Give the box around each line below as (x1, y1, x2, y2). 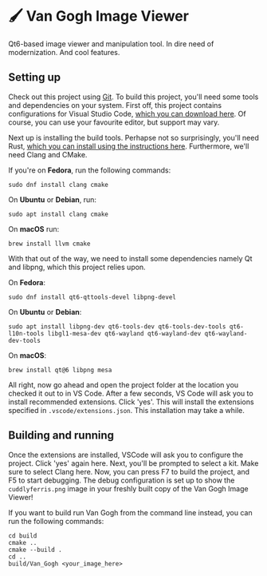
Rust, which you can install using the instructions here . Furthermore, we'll (8, 141, 249, 151)
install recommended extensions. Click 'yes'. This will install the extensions (8, 397, 254, 407)
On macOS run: (8, 224, 60, 233)
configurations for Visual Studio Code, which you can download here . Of (8, 109, 246, 118)
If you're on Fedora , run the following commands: (8, 165, 171, 175)
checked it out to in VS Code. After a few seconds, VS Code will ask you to (8, 388, 253, 398)
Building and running (8, 429, 114, 443)
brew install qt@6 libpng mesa (8, 366, 112, 374)
